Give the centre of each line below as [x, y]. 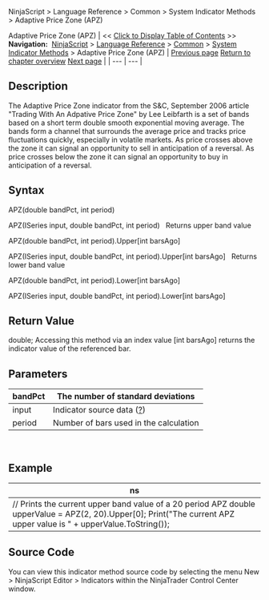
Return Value [41, 321]
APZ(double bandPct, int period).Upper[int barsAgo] [94, 240]
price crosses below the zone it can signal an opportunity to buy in [118, 156]
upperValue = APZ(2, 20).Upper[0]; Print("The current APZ [123, 514]
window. [22, 589]
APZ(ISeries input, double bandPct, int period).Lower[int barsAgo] [117, 296]
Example [30, 468]
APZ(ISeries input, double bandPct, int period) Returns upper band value [130, 225]
